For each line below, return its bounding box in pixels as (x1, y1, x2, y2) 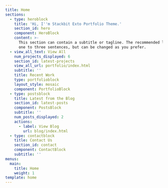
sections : (5, 12, 26, 17)
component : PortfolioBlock (14, 86, 70, 92)
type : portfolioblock (14, 77, 59, 82)
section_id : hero (14, 26, 50, 31)
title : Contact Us (14, 138, 52, 143)
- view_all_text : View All (9, 49, 66, 54)
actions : (14, 119, 32, 124)
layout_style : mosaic (14, 82, 59, 87)
